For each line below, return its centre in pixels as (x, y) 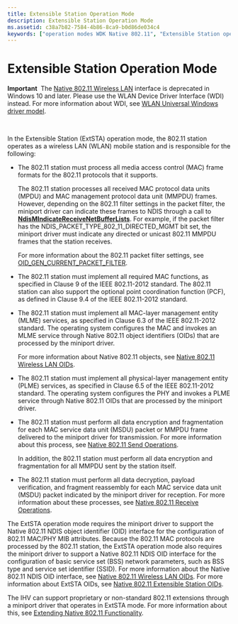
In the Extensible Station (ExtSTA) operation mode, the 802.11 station (107, 138)
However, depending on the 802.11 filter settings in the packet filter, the (121, 204)
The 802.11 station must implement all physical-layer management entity (123, 378)
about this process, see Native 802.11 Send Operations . (98, 445)
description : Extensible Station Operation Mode (80, 21)
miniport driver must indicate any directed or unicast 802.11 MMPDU (117, 234)
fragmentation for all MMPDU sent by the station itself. (97, 466)
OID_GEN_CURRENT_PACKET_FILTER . (72, 263)
